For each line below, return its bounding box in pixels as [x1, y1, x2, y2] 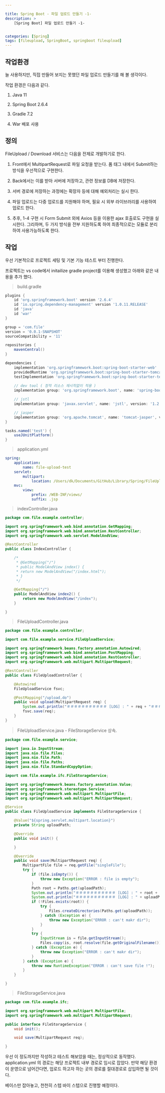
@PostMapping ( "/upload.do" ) [14, 695, 71, 700]
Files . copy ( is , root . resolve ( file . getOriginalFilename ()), [40, 940, 164, 945]
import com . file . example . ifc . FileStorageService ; [5, 773, 109, 778]
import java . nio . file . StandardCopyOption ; [5, 764, 93, 770]
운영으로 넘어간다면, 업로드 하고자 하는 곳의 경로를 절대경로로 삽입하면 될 [10, 1066, 149, 1072]
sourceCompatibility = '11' [5, 334, 63, 339]
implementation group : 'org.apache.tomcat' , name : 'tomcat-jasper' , [14, 415, 157, 420]
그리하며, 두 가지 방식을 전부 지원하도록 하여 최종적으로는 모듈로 [27, 221, 149, 227]
